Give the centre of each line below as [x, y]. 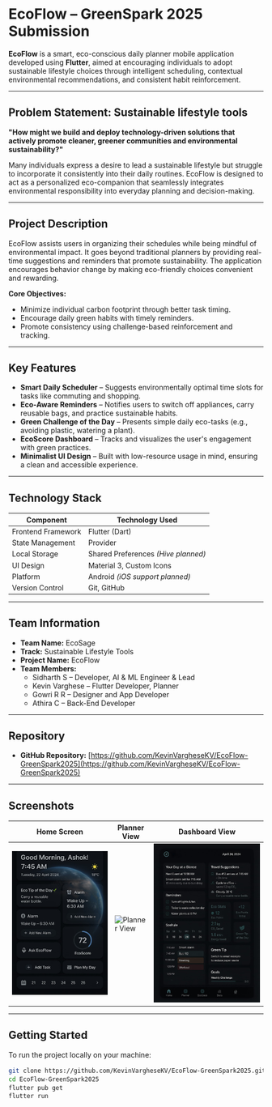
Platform [26, 577]
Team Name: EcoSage [57, 643]
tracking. [35, 335]
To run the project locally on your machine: [80, 1054]
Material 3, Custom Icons [130, 565]
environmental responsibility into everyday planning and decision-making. [132, 190]
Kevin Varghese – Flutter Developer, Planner [106, 686]
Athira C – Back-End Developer [84, 703]
